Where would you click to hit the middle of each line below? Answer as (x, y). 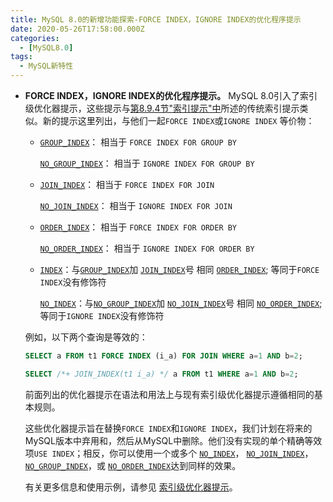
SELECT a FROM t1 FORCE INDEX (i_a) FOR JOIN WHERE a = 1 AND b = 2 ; (163, 356)
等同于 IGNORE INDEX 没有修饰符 (102, 315)
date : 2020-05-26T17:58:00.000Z (77, 29)
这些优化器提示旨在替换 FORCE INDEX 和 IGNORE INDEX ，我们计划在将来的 (168, 428)
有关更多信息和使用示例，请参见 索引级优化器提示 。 (131, 487)
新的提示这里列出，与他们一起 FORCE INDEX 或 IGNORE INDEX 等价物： (178, 120)
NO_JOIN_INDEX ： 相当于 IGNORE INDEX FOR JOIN (136, 205)
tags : (21, 57)
